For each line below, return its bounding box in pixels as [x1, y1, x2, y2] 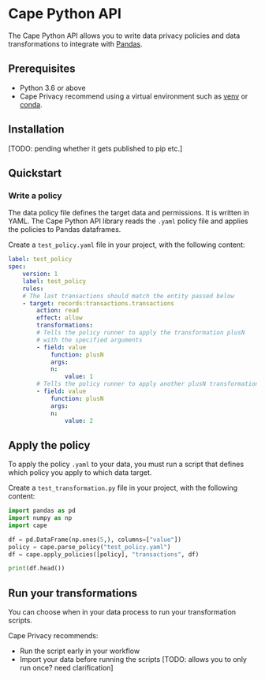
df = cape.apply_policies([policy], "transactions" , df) [8, 550, 200, 559]
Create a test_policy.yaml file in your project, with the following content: [8, 240, 245, 249]
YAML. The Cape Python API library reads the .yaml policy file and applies [8, 216, 248, 226]
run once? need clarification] [19, 663, 114, 673]
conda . [19, 99, 43, 109]
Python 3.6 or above [19, 83, 86, 92]
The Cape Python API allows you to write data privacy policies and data [8, 31, 241, 40]
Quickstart [8, 166, 62, 180]
